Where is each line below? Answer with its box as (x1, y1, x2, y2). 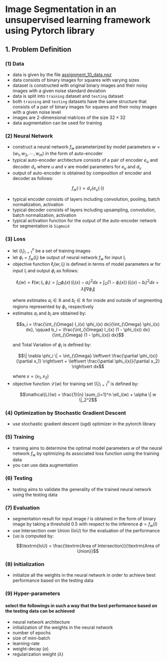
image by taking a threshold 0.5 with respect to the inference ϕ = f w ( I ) (12, 521, 158, 528)
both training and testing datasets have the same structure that (12, 98, 147, 104)
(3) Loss (5, 235, 26, 243)
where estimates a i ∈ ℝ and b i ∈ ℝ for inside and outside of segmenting (12, 297, 162, 305)
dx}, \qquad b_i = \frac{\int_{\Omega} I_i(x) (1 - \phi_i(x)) (26, 326, 142, 332)
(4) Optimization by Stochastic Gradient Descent (5, 409, 126, 416)
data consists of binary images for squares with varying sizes (12, 77, 139, 83)
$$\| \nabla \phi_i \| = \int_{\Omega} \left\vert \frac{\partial (18, 352, 138, 358)
